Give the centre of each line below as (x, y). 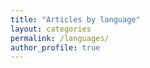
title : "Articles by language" (75, 19)
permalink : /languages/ (60, 38)
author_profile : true (55, 47)
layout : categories (51, 29)
